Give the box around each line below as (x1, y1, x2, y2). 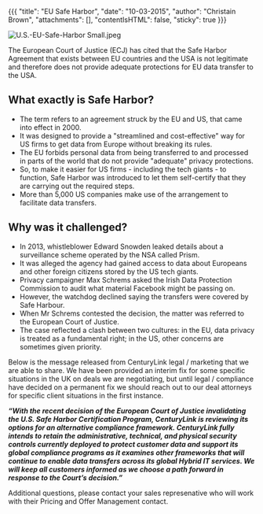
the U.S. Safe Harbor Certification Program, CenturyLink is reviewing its (8, 414, 249, 423)
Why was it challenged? (8, 220, 128, 235)
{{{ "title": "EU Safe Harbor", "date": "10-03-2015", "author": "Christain (8, 7, 236, 16)
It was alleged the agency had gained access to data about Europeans (19, 258, 247, 268)
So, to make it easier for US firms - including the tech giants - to (19, 165, 227, 174)
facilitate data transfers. (19, 198, 97, 207)
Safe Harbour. (19, 300, 65, 309)
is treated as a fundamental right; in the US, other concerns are (19, 334, 225, 343)
